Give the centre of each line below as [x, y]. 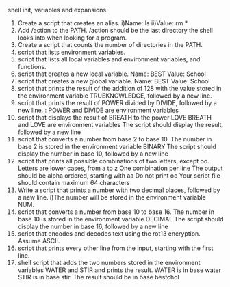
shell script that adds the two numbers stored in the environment [109, 263]
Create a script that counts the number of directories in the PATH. [110, 45]
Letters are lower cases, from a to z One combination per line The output [120, 168]
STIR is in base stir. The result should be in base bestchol [99, 277]
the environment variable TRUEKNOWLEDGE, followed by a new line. [115, 96]
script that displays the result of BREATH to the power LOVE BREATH [114, 118]
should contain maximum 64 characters [74, 183]
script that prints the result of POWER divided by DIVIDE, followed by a [117, 103]
